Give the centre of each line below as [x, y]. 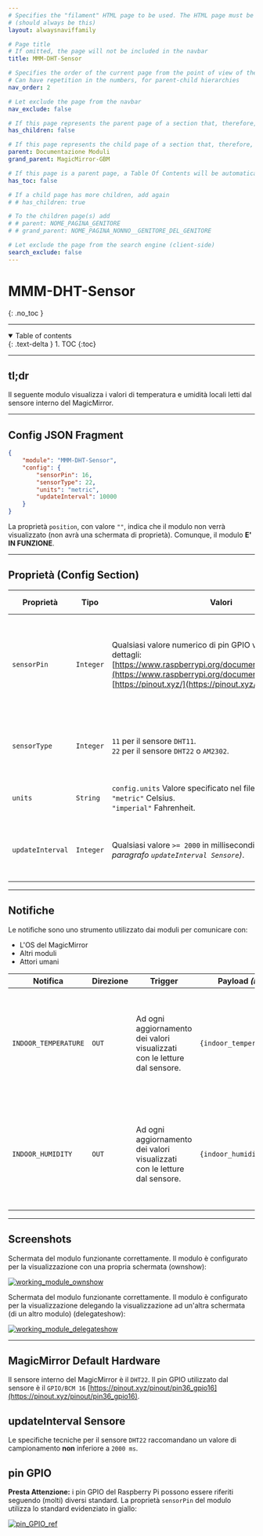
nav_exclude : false [40, 109]
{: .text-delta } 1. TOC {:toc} [52, 344]
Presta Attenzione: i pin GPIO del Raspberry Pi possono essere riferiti [121, 1491]
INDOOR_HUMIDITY [42, 1154]
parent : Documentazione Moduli [59, 152]
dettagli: [127, 655]
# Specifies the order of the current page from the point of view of [126, 73]
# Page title [29, 44]
